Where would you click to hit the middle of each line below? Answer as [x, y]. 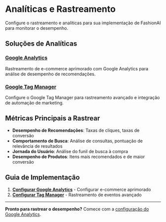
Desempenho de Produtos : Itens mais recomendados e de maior [79, 157]
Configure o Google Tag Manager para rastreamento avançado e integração [83, 97]
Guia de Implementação [42, 178]
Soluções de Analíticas [41, 44]
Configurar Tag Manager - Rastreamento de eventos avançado [77, 195]
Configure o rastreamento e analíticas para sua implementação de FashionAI [83, 23]
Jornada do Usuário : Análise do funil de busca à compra [70, 151]
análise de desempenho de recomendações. [50, 74]
